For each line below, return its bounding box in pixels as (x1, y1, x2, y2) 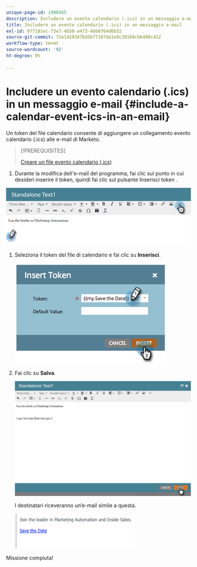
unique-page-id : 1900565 (6, 9, 67, 15)
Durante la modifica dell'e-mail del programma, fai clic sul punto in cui (14, 170, 184, 177)
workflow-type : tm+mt (6, 41, 59, 46)
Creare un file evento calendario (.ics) (20, 158, 113, 166)
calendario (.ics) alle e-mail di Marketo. (6, 136, 101, 143)
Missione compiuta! (6, 554, 54, 561)
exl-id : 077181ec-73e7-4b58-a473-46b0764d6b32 (6, 28, 122, 34)
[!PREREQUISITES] (20, 147, 66, 154)
